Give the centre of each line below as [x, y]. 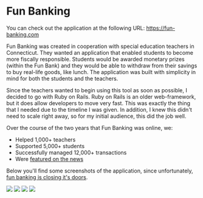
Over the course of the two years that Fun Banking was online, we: [90, 128]
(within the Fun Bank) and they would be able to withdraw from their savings [102, 66]
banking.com [23, 34]
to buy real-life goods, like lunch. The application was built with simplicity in [101, 72]
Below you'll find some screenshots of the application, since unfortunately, [100, 171]
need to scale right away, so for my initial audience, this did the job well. [96, 116]
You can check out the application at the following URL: [76, 28]
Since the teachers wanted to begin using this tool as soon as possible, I [97, 90]
